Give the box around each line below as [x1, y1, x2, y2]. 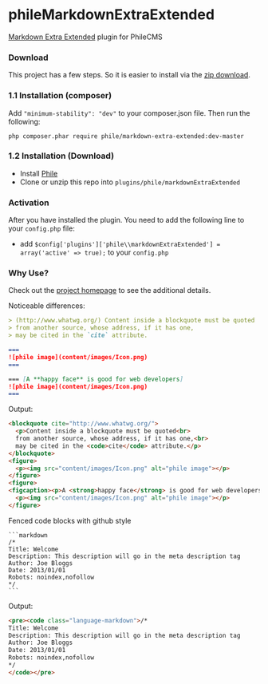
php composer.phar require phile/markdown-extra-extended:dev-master [8, 132, 245, 140]
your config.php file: [8, 223, 76, 233]
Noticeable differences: [8, 301, 85, 310]
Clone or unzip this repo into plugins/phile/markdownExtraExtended [19, 177, 241, 187]
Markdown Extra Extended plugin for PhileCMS [8, 32, 164, 42]
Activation [8, 197, 49, 208]
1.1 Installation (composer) [8, 90, 112, 101]
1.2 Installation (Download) [8, 150, 114, 161]
